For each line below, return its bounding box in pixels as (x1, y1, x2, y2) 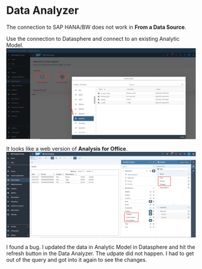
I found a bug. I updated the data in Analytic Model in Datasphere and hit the (6, 244, 195, 251)
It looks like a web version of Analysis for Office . (6, 145, 128, 152)
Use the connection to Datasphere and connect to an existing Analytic (6, 35, 180, 42)
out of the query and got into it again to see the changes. (6, 256, 147, 264)
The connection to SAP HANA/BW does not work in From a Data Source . (6, 23, 186, 31)
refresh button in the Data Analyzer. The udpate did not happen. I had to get (6, 250, 194, 257)
